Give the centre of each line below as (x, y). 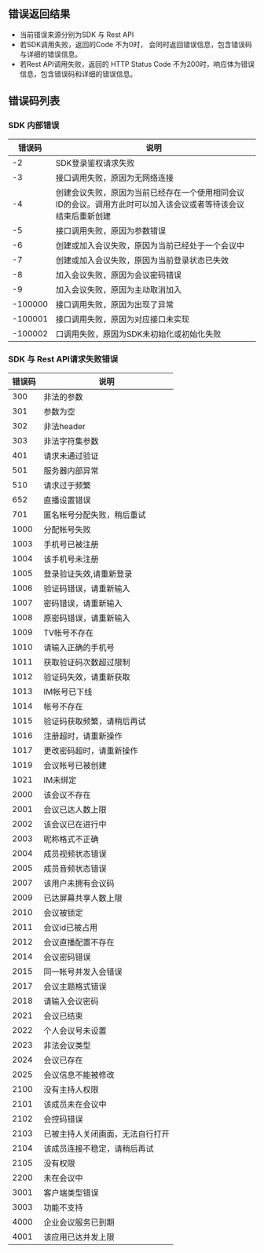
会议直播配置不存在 (79, 942)
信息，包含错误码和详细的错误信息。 (78, 74)
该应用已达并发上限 (79, 1236)
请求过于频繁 (68, 485)
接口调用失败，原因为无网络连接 (115, 178)
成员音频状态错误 (75, 869)
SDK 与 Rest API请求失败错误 (63, 359)
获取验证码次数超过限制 (87, 662)
